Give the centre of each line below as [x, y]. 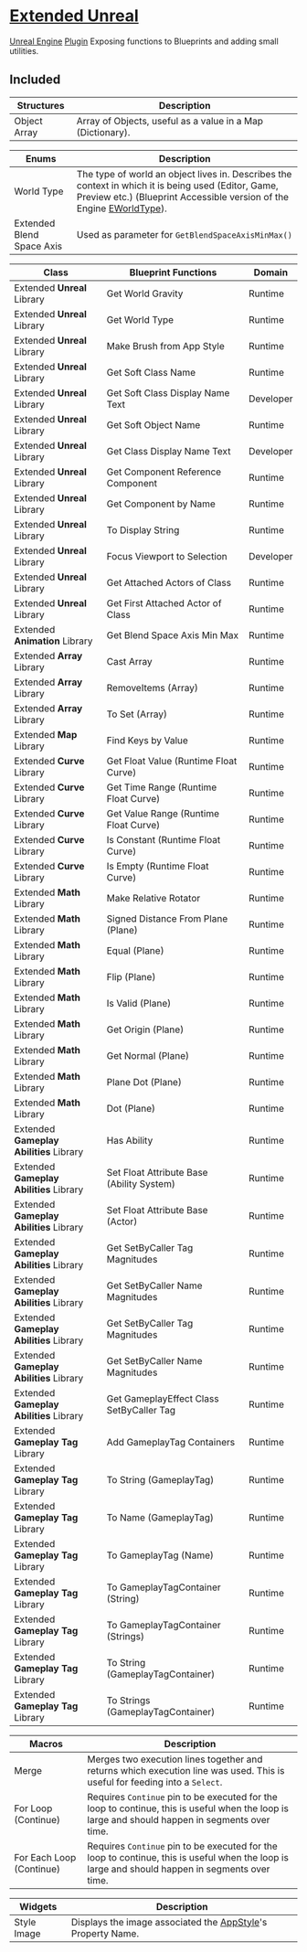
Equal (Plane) [135, 950]
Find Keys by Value [148, 740]
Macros [46, 1744]
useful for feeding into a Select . [155, 1782]
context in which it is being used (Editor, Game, [177, 186]
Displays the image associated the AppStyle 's [169, 1922]
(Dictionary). [103, 132]
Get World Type [140, 319]
